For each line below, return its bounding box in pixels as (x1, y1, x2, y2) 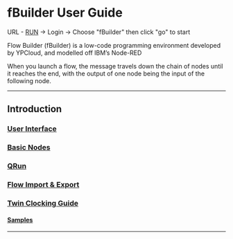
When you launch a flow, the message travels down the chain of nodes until (7, 62, 223, 70)
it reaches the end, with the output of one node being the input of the (7, 69, 205, 78)
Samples (7, 215, 33, 224)
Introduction (7, 103, 62, 115)
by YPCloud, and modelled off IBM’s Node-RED (7, 48, 142, 57)
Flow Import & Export (7, 180, 80, 190)
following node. (7, 76, 52, 85)
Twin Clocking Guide (7, 198, 78, 208)
